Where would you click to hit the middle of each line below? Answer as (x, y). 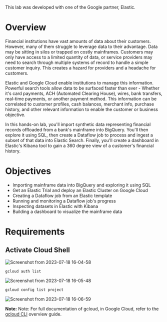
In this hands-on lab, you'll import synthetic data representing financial (78, 124)
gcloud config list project (34, 289)
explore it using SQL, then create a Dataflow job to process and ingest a (79, 135)
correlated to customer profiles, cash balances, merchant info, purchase (79, 104)
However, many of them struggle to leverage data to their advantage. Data (81, 46)
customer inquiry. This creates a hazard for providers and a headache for (80, 67)
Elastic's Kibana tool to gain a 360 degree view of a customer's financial (79, 145)
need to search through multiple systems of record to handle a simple (77, 62)
